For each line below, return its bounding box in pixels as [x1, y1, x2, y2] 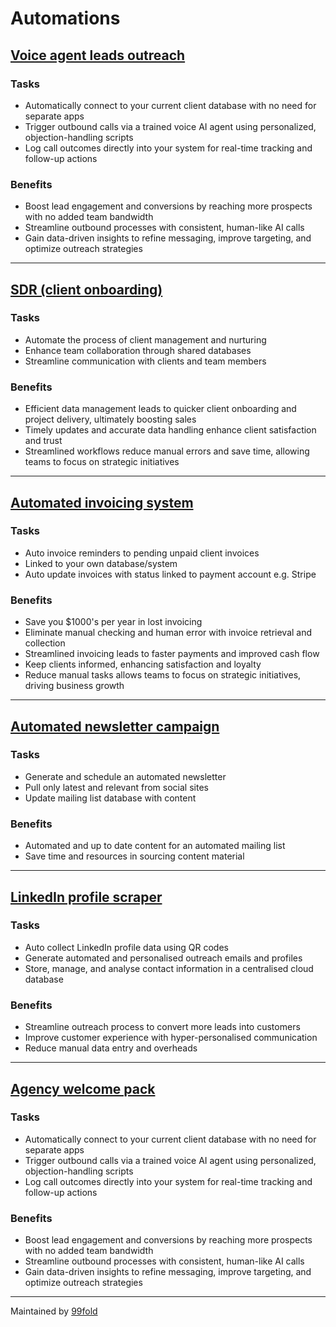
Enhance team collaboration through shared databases [24, 344, 252, 356]
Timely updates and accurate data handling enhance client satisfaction [24, 424, 317, 436]
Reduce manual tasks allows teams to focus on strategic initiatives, [24, 669, 302, 681]
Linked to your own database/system [24, 557, 178, 569]
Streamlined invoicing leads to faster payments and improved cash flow [24, 648, 320, 660]
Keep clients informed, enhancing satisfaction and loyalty [24, 658, 262, 671]
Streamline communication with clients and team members [24, 355, 267, 367]
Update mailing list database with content [24, 792, 197, 804]
